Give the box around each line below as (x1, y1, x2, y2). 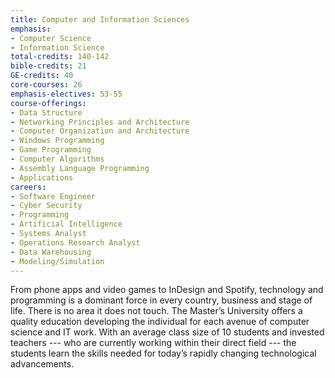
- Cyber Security (10, 201, 83, 211)
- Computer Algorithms (10, 154, 105, 164)
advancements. (10, 358, 75, 370)
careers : (10, 182, 47, 192)
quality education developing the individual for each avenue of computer (10, 316, 310, 328)
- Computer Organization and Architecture (10, 126, 190, 136)
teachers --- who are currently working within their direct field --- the (10, 337, 297, 349)
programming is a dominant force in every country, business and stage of (10, 294, 313, 306)
